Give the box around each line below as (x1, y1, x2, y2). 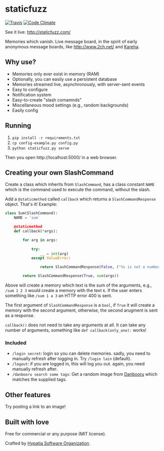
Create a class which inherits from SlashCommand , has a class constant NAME (5, 181, 155, 187)
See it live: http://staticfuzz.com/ (5, 29, 71, 35)
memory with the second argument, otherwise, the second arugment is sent (5, 307, 158, 313)
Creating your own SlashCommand (5, 168, 114, 177)
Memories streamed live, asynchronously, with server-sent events (12, 81, 145, 87)
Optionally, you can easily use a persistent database (12, 76, 117, 82)
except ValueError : (31, 256, 71, 261)
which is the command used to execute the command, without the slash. (5, 187, 151, 193)
